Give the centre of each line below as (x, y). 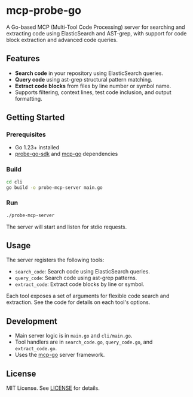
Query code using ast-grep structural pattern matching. (83, 79)
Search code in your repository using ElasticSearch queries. (89, 73)
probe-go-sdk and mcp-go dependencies (66, 154)
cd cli (14, 182)
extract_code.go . (36, 348)
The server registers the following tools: (55, 260)
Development (32, 321)
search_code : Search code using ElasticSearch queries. (82, 272)
